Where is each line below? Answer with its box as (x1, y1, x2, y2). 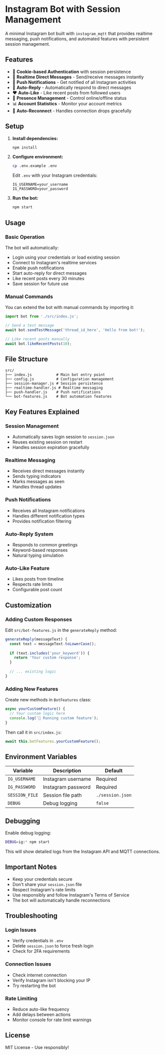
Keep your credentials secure (12, 876, 73, 882)
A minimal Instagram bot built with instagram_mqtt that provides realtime (5, 30, 153, 36)
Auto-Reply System (5, 530, 54, 537)
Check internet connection (12, 972, 67, 978)
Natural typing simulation (12, 552, 64, 558)
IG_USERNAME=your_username (12, 182, 68, 187)
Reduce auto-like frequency (12, 1006, 69, 1012)
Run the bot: (12, 195, 39, 201)
